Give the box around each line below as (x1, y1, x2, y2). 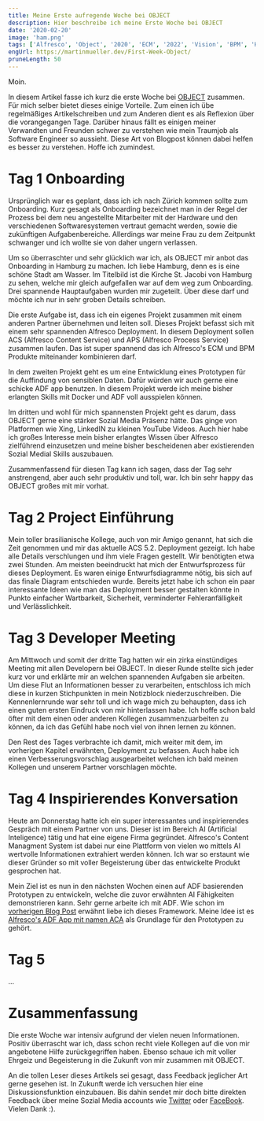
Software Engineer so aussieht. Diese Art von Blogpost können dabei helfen (8, 134, 254, 143)
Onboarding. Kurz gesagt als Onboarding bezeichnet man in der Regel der (8, 204, 248, 213)
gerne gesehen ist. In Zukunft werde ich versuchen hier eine (8, 1079, 203, 1088)
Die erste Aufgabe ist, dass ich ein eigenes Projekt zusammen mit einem (8, 310, 242, 319)
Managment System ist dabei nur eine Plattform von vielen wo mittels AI (8, 841, 241, 850)
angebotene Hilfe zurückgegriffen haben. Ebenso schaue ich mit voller (8, 1047, 236, 1056)
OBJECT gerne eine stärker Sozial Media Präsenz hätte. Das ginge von (8, 415, 237, 425)
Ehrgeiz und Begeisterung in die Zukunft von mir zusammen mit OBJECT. (8, 1055, 245, 1064)
